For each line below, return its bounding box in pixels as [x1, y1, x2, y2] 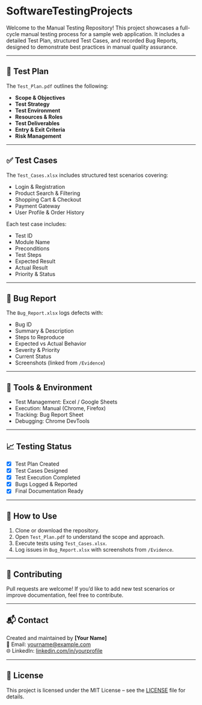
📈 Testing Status [6, 441, 72, 452]
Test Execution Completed [14, 474, 81, 481]
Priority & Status [14, 270, 56, 277]
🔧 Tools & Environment [6, 382, 93, 392]
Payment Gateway [14, 202, 61, 209]
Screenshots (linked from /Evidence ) [14, 359, 105, 366]
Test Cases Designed [14, 467, 68, 475]
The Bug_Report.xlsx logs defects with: [6, 309, 103, 316]
